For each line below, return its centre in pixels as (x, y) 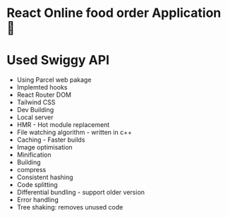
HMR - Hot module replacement (63, 125)
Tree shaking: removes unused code (70, 207)
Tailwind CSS (36, 102)
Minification (34, 155)
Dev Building (35, 110)
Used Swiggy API (58, 60)
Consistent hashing (45, 177)
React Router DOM (44, 95)
